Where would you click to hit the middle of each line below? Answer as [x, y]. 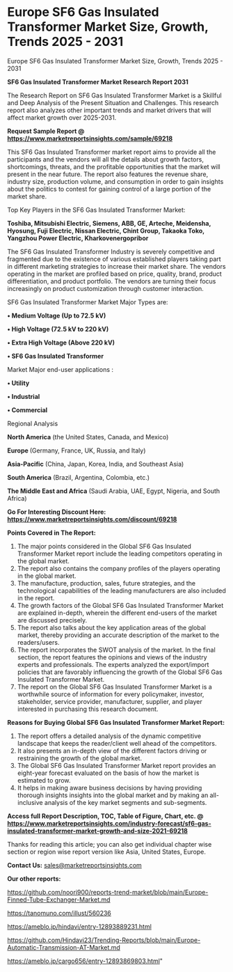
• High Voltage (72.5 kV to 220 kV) [58, 329]
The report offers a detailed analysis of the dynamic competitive [109, 736]
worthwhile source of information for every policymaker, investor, [111, 694]
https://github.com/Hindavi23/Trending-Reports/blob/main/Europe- [104, 940]
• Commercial [27, 410]
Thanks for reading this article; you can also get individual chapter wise [110, 844]
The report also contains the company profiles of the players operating [119, 568]
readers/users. [38, 642]
